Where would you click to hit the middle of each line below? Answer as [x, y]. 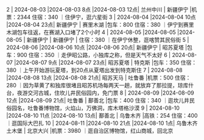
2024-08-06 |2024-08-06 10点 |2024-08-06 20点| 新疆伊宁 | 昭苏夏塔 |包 [100, 47]
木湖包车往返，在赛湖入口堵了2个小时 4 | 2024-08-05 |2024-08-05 [91, 32]
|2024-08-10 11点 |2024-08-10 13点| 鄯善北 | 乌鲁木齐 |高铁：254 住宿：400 [102, 115]
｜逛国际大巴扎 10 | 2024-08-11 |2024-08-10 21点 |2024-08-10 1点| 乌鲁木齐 [102, 123]
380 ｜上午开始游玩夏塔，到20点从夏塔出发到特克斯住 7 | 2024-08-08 [94, 70]
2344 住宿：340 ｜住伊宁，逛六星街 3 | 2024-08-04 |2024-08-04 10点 [106, 17]
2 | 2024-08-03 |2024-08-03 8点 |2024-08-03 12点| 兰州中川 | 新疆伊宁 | [99, 9]
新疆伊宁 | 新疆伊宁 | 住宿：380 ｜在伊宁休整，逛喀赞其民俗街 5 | [108, 40]
